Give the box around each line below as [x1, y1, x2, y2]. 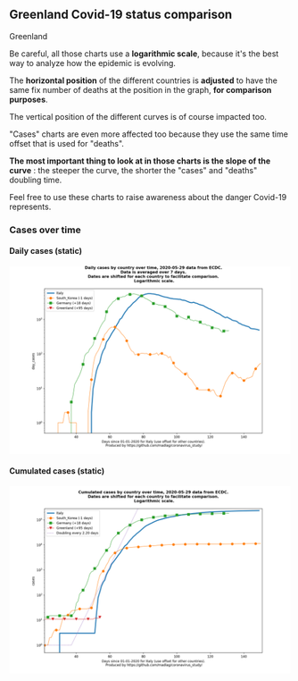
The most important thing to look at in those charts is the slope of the [9, 156, 271, 166]
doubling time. [9, 174, 62, 185]
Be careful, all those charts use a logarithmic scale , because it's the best [9, 48, 279, 59]
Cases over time [9, 223, 82, 236]
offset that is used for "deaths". [9, 138, 125, 148]
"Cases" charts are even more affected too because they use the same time [9, 129, 288, 139]
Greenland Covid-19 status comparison [9, 7, 233, 22]
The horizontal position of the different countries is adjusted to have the [9, 75, 278, 86]
